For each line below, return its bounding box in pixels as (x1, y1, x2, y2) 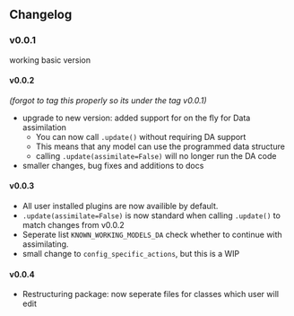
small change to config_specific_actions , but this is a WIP (22, 249, 240, 259)
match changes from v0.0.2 (22, 220, 125, 231)
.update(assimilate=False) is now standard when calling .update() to (22, 210, 281, 221)
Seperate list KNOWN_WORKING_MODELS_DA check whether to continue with (22, 229, 282, 241)
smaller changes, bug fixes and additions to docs (22, 160, 204, 171)
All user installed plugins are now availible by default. (22, 201, 219, 212)
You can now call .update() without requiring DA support (35, 131, 246, 142)
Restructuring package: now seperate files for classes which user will (22, 289, 280, 300)
